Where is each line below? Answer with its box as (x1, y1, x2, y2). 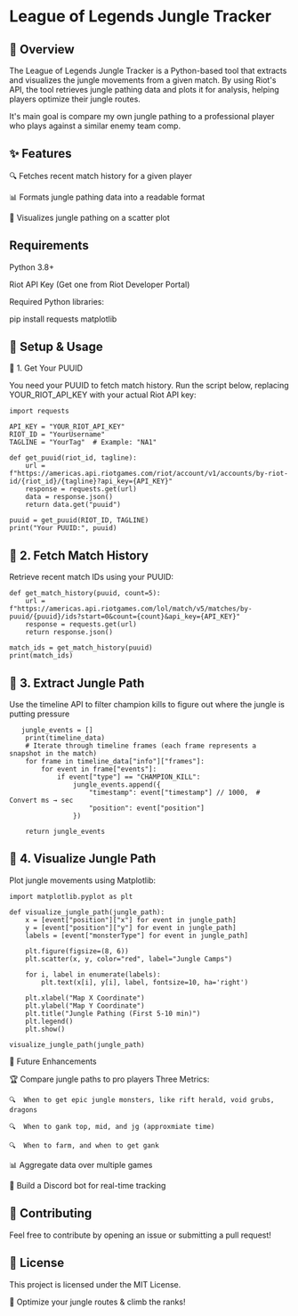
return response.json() (25, 628, 114, 637)
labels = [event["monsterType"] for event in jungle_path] (25, 931, 249, 940)
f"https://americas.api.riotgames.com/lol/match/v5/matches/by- (9, 604, 253, 614)
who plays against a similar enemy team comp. (9, 120, 181, 131)
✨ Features (9, 146, 72, 161)
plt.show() (25, 1025, 66, 1034)
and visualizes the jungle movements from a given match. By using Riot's (9, 75, 277, 86)
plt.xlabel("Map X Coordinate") (25, 993, 145, 1002)
